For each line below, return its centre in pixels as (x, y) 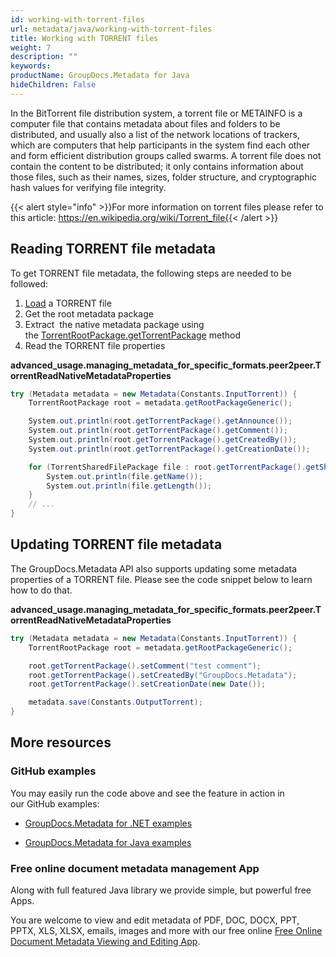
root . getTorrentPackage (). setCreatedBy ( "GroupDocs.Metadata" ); (163, 675)
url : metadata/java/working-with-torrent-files (111, 29)
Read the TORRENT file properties (95, 345)
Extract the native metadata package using (114, 324)
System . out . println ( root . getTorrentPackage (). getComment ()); (158, 431)
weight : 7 (31, 47)
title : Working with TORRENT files (84, 38)
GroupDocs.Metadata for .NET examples (108, 823)
